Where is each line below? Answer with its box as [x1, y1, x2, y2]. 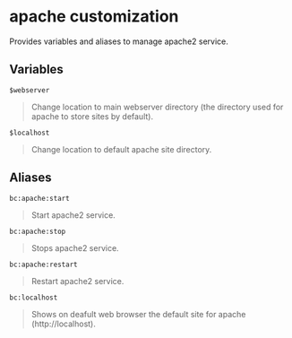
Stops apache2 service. [30, 242, 119, 253]
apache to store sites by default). [30, 110, 154, 122]
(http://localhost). [30, 318, 96, 329]
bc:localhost [9, 293, 58, 302]
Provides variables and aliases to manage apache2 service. [9, 36, 228, 47]
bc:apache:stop [9, 227, 66, 236]
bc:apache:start [9, 194, 70, 203]
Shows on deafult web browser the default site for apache [30, 308, 246, 319]
